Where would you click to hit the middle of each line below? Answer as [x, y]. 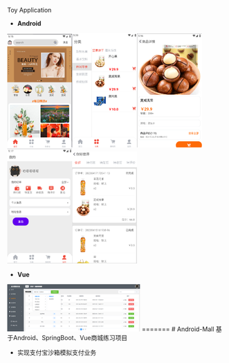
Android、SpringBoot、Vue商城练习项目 [70, 337]
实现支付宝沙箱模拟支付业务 [57, 352]
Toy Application [29, 10]
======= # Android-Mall [178, 329]
